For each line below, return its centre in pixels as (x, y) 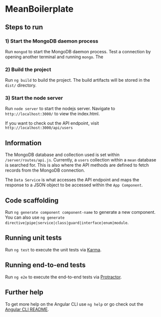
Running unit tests (33, 238)
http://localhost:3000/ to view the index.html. (52, 114)
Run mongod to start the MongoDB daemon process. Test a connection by (78, 51)
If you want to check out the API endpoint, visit (52, 123)
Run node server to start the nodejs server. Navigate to (60, 109)
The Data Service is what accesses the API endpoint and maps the (72, 180)
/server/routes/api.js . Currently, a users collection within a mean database (81, 160)
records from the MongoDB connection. (45, 170)
